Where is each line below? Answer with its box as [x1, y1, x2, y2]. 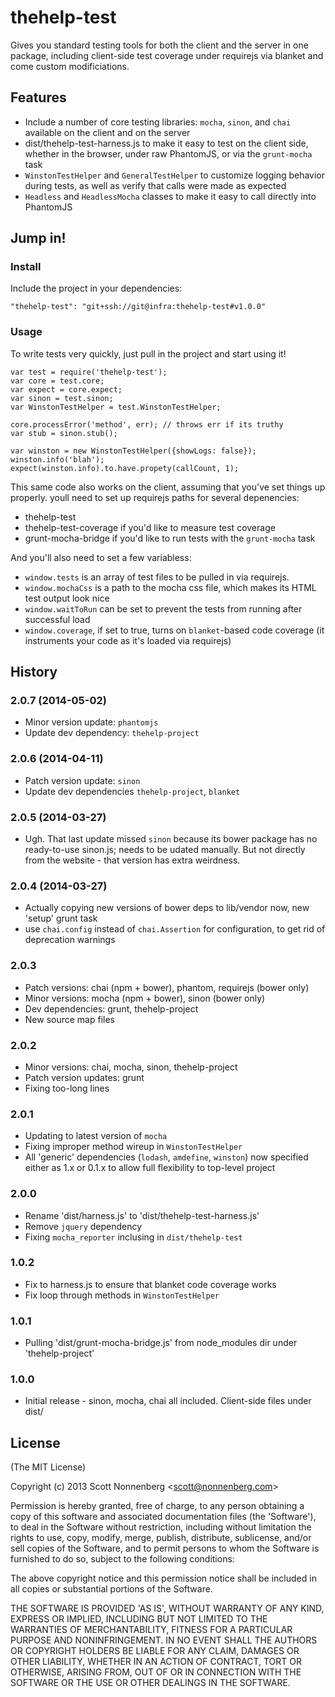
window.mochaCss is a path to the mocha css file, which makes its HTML [24, 581, 317, 593]
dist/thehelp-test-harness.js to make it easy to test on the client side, [24, 137, 309, 149]
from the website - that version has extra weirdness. [24, 854, 241, 866]
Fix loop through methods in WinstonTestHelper [24, 1289, 220, 1301]
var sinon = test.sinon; [10, 393, 114, 403]
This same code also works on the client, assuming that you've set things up [10, 481, 326, 493]
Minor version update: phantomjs [24, 716, 159, 728]
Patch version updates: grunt [24, 1071, 145, 1083]
